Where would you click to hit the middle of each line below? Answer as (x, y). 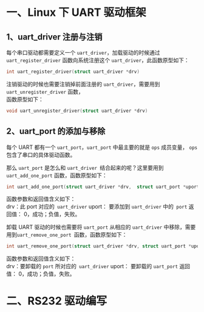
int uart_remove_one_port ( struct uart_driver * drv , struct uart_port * (99, 246)
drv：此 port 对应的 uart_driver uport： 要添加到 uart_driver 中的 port (97, 207)
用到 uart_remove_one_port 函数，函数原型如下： (67, 235)
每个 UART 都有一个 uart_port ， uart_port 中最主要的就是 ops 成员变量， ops (102, 147)
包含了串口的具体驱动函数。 (41, 154)
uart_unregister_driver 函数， (45, 91)
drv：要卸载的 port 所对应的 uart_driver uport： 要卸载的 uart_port (92, 266)
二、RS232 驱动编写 (57, 301)
